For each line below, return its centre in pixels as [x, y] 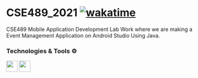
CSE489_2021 [42, 13]
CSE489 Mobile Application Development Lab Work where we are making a [99, 29]
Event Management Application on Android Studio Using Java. [83, 35]
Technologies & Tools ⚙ [42, 51]
